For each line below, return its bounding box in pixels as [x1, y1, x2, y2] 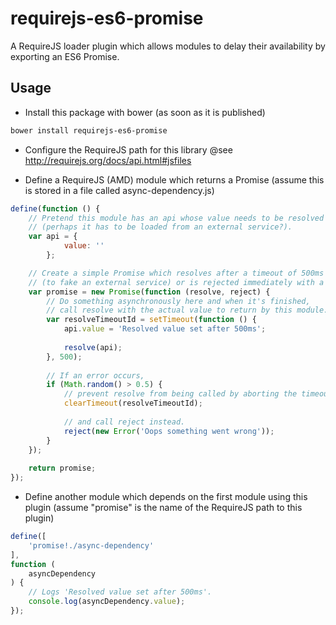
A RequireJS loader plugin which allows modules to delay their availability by [10, 40, 326, 52]
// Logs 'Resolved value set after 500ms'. [28, 587, 213, 597]
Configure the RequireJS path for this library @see [24, 143, 233, 156]
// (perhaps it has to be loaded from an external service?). [28, 222, 293, 232]
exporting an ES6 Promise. [10, 50, 120, 62]
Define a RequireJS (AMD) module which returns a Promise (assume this [24, 173, 325, 186]
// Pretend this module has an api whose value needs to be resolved [28, 213, 325, 223]
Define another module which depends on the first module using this [24, 491, 308, 502]
